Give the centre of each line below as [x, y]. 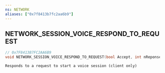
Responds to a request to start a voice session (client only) [71, 66]
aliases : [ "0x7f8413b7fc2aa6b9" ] [39, 14]
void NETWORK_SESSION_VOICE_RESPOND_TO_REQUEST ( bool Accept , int [73, 57]
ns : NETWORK [17, 9]
